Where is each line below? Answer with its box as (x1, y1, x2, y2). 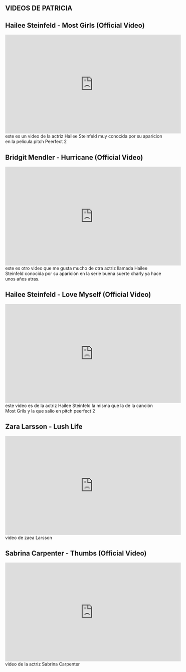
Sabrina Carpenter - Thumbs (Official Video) (5, 549, 147, 558)
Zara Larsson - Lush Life (5, 423, 83, 431)
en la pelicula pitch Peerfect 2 (5, 139, 67, 145)
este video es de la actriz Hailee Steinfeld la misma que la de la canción (5, 402, 153, 409)
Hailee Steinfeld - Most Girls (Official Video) (5, 21, 145, 30)
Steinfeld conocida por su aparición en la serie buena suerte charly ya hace (5, 271, 161, 277)
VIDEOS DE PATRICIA (5, 4, 73, 13)
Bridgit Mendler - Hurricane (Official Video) (5, 153, 143, 162)
